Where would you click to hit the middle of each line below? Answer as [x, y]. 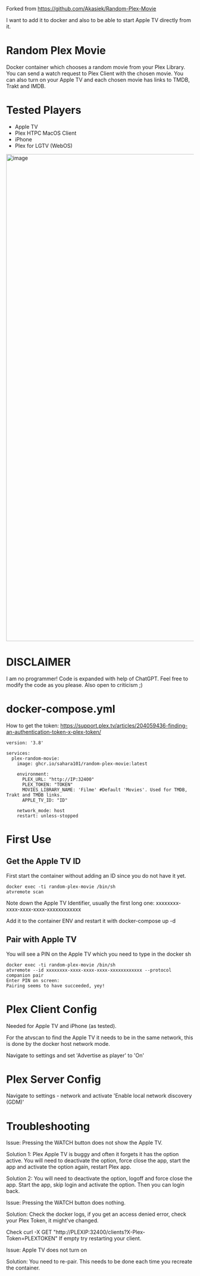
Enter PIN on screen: [33, 980]
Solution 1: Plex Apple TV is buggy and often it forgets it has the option [93, 1154]
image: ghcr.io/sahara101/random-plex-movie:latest [82, 764]
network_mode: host [41, 810]
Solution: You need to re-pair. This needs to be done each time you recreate [99, 1262]
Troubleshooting [48, 1126]
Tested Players [44, 110]
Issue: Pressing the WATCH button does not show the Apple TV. [84, 1143]
